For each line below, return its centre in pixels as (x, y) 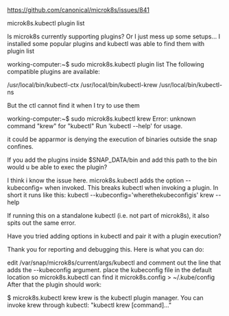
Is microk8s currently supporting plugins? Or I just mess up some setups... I (114, 36)
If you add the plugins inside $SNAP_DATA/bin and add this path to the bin (112, 160)
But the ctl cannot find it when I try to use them (74, 105)
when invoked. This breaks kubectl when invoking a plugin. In (131, 187)
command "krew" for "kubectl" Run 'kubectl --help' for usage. (95, 126)
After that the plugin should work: (54, 284)
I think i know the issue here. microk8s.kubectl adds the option (96, 180)
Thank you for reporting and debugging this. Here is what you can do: (106, 249)
